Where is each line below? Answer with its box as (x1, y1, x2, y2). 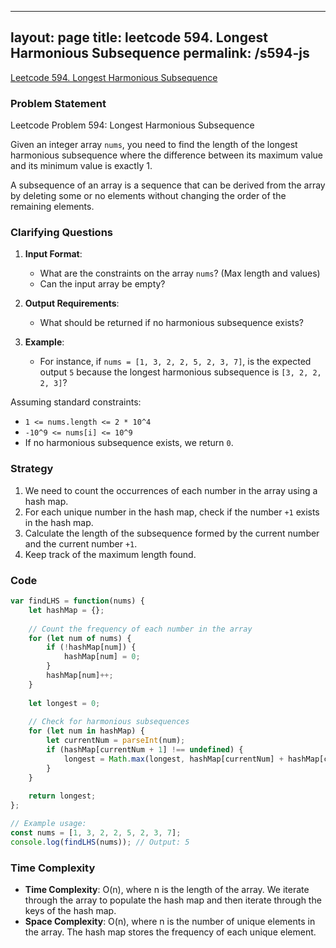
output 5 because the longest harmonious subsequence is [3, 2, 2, (39, 366, 322, 378)
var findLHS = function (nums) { (10, 596, 145, 606)
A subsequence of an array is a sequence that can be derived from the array (10, 179, 326, 191)
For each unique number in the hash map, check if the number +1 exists (24, 506, 320, 518)
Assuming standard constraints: (10, 396, 142, 408)
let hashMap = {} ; (28, 605, 105, 615)
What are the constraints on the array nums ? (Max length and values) (39, 267, 321, 280)
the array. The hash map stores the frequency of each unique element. (24, 926, 317, 938)
